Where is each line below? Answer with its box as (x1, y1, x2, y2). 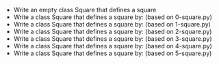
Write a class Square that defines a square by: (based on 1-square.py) (13, 20, 211, 28)
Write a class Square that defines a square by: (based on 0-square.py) (13, 13, 212, 21)
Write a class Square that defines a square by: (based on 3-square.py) (13, 35, 212, 43)
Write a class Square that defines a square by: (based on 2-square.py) (13, 27, 212, 35)
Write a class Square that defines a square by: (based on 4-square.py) (13, 42, 212, 50)
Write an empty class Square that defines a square (13, 6, 157, 14)
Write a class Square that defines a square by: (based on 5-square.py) (13, 49, 212, 57)
